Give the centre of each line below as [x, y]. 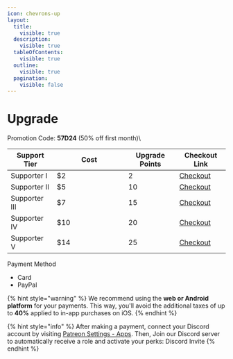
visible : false [42, 85]
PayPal [27, 285]
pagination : [31, 78]
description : [32, 40]
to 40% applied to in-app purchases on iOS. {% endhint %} [92, 313]
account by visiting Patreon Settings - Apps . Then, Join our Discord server [114, 334]
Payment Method [32, 264]
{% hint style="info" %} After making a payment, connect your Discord [108, 326]
